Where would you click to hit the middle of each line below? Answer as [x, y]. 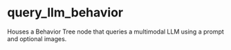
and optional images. [37, 38]
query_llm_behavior [65, 13]
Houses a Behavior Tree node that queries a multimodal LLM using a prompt [116, 32]
